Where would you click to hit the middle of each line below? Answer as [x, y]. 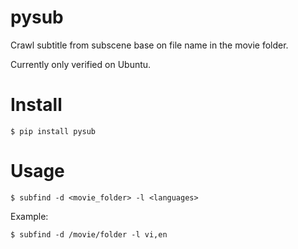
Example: [29, 216]
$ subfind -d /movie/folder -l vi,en [89, 234]
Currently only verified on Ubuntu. [81, 64]
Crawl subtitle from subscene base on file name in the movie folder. [149, 45]
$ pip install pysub [53, 131]
